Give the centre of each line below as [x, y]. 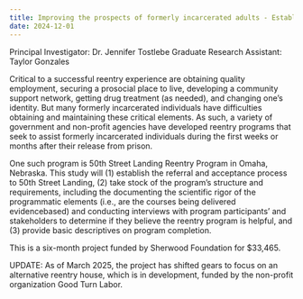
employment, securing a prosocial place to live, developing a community [144, 88]
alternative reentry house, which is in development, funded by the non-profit [151, 275]
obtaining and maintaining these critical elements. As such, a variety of [141, 117]
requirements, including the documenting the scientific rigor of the [133, 192]
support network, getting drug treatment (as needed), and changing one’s [147, 98]
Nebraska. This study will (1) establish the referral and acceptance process [148, 173]
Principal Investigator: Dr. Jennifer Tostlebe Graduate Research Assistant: [146, 51]
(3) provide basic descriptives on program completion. [110, 230]
